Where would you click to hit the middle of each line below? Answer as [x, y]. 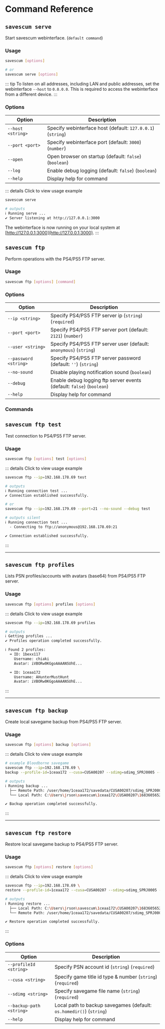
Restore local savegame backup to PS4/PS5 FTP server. [62, 844]
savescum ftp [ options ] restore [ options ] [49, 867]
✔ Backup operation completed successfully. [51, 804]
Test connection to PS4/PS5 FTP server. [46, 436]
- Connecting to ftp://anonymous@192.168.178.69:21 [64, 527]
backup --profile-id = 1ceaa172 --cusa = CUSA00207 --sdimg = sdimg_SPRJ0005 [80, 772]
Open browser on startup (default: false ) [94, 156]
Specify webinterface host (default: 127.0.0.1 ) [101, 128]
